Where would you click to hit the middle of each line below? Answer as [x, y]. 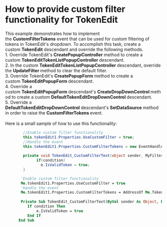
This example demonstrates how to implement [53, 33]
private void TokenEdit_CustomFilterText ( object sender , [83, 156]
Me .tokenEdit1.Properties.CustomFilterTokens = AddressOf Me [85, 193]
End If [34, 216]
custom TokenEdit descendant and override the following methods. [74, 49]
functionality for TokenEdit [62, 20]
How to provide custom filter [65, 9]
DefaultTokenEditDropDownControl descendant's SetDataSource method [82, 108]
